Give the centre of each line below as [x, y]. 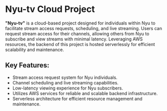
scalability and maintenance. [34, 49]
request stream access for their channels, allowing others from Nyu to [77, 33]
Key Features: [27, 65]
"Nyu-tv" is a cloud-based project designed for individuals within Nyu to [80, 23]
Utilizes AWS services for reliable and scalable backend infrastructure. [85, 93]
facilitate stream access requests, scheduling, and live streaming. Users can [84, 28]
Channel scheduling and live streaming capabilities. [65, 82]
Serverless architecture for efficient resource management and [77, 98]
